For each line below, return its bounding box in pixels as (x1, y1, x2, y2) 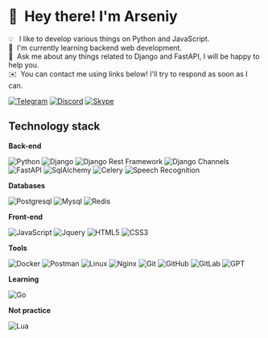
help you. (8, 60, 39, 69)
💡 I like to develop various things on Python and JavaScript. (8, 34, 210, 43)
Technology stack (8, 120, 101, 134)
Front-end (8, 212, 43, 221)
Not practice (8, 305, 51, 315)
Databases (8, 180, 46, 190)
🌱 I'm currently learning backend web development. (8, 43, 183, 52)
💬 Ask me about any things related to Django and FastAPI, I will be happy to (8, 52, 260, 61)
